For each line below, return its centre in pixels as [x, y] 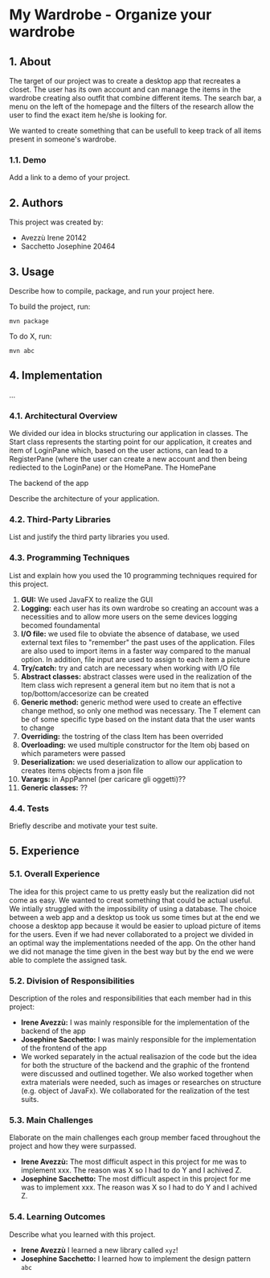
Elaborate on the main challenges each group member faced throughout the [135, 1138]
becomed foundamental [60, 625]
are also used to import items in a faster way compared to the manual [136, 651]
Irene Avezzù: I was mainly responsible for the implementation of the [135, 1022]
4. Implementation [56, 376]
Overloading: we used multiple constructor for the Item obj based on [135, 745]
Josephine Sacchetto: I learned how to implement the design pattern [136, 1258]
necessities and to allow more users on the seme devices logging [129, 616]
